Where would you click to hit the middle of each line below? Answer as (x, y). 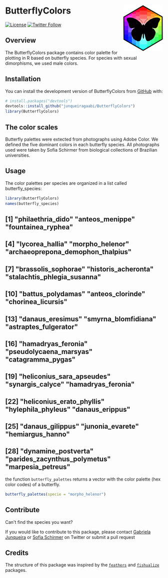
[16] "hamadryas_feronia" (46, 344)
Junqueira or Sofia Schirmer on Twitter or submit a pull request (70, 537)
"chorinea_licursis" (36, 302)
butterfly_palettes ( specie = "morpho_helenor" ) (56, 494)
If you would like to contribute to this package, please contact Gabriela (78, 532)
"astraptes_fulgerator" (42, 327)
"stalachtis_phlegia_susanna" (53, 277)
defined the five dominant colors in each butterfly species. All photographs (82, 145)
